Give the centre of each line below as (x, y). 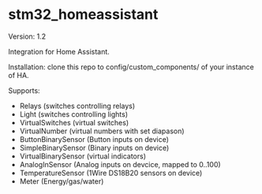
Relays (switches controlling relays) (77, 106)
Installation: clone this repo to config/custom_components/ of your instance (131, 67)
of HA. (19, 75)
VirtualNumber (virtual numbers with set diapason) (102, 131)
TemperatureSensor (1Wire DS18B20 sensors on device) (111, 173)
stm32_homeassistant (83, 15)
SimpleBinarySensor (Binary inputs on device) (94, 147)
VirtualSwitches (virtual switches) (74, 122)
